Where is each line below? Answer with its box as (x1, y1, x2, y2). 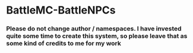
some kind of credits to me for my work (6, 39, 122, 48)
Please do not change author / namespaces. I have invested (6, 25, 182, 33)
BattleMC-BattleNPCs (6, 4, 116, 17)
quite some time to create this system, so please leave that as (6, 32, 188, 40)
